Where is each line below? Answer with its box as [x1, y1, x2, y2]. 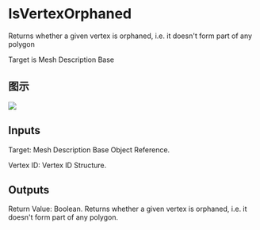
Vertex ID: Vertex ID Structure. [8, 160, 107, 170]
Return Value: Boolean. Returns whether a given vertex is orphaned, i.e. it [8, 204, 247, 214]
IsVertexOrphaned [8, 5, 132, 23]
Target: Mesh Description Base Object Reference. [8, 144, 170, 155]
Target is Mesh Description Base [8, 55, 115, 64]
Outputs [8, 183, 50, 197]
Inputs [8, 124, 41, 137]
